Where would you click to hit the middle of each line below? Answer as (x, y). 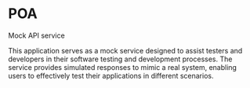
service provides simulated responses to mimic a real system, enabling (123, 67)
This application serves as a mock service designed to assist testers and (125, 50)
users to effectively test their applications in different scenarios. (111, 75)
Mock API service (36, 35)
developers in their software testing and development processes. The (120, 59)
